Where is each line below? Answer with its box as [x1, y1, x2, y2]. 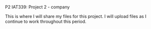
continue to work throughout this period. [5, 19, 86, 24]
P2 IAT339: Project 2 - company [5, 4, 70, 10]
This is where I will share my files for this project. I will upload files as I [5, 14, 147, 19]
